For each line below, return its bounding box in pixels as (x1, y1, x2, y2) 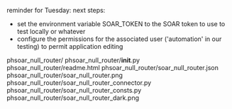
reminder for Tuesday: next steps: (6, 6, 106, 14)
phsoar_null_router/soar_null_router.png (6, 71, 123, 79)
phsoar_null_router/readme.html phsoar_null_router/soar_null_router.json (6, 64, 219, 71)
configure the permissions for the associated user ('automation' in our (16, 35, 222, 43)
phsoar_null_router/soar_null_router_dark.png (6, 93, 140, 102)
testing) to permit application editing (16, 42, 123, 50)
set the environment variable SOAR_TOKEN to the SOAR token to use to (16, 20, 226, 28)
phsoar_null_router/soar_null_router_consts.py (6, 86, 142, 94)
